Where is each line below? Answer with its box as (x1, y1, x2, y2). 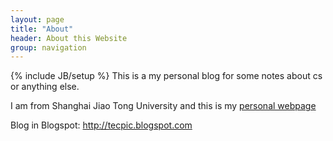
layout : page (10, 14, 65, 25)
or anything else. (10, 81, 80, 93)
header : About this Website (10, 33, 128, 43)
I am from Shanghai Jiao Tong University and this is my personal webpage (10, 100, 317, 112)
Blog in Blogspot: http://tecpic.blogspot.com (10, 119, 193, 131)
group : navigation (10, 42, 87, 53)
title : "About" (10, 24, 74, 34)
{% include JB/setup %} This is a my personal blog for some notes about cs (10, 70, 323, 82)
